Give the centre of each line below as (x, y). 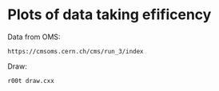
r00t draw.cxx (31, 81)
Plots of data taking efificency (109, 15)
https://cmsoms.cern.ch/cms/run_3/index (76, 51)
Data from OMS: (34, 37)
